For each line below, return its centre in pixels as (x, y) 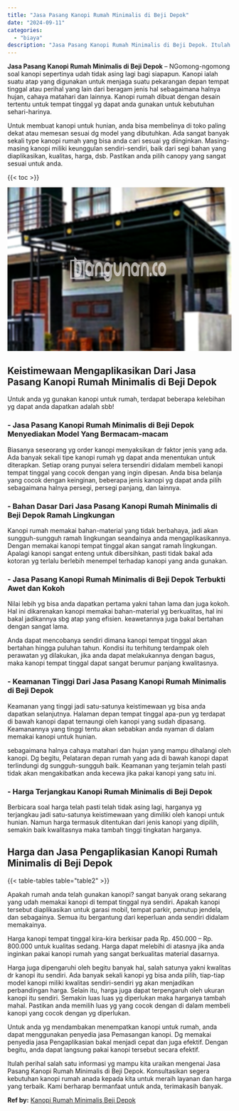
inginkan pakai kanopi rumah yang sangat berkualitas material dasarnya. (113, 953)
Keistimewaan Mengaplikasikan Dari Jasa (102, 371)
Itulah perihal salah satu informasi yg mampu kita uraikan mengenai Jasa (114, 1063)
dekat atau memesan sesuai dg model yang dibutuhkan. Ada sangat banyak (118, 133)
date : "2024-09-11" (36, 22)
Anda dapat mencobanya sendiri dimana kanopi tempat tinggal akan (107, 640)
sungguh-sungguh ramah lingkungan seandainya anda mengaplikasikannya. (119, 538)
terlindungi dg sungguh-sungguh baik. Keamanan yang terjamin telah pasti (117, 765)
